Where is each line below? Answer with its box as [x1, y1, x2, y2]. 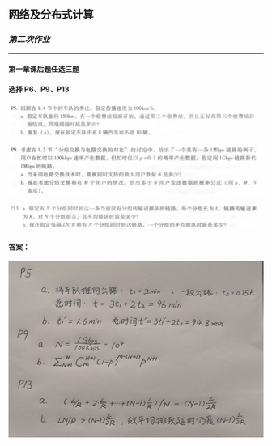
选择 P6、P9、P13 [8, 84, 70, 94]
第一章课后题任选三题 [8, 64, 79, 74]
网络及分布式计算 [8, 7, 94, 22]
